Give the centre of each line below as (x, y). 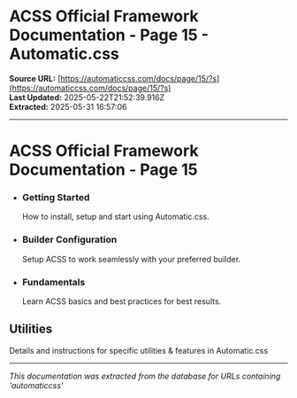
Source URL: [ (35, 78)
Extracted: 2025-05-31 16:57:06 (68, 106)
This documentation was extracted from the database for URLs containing (145, 376)
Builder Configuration (69, 239)
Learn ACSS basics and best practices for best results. (122, 301)
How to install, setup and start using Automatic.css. (115, 217)
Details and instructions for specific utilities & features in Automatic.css (139, 350)
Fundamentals (53, 282)
